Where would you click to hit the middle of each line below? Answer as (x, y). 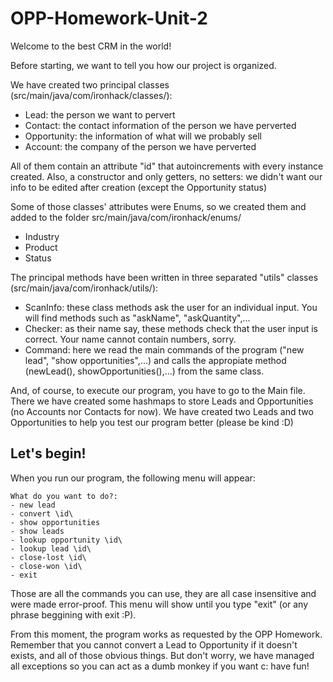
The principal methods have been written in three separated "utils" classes (164, 277)
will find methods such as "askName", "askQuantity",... (137, 318)
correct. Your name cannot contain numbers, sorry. (130, 339)
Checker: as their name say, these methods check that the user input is (171, 328)
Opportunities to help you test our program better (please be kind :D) (152, 422)
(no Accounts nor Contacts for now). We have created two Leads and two (162, 411)
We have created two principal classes (90, 84)
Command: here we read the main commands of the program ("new (164, 349)
